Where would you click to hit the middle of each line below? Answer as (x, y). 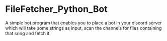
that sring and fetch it (27, 33)
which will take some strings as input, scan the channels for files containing (83, 28)
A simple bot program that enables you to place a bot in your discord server (83, 23)
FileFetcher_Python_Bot (56, 9)
